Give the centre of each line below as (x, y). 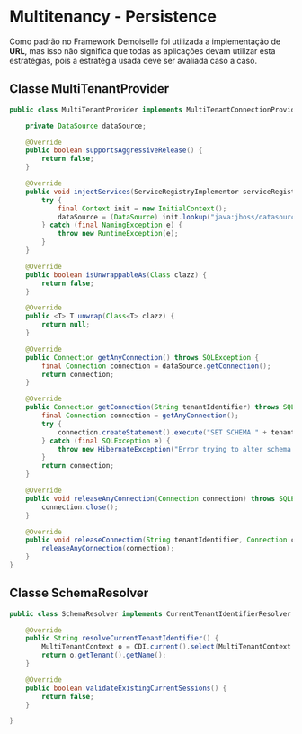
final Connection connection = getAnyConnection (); (141, 416)
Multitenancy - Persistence (113, 17)
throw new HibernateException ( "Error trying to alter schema (174, 449)
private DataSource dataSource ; (86, 126)
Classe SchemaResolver (79, 593)
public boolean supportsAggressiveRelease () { (114, 150)
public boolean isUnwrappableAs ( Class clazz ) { (116, 275)
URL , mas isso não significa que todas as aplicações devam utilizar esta (142, 50)
